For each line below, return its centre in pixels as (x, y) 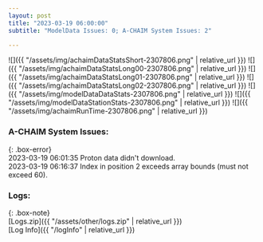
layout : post (30, 16)
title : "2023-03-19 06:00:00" (59, 23)
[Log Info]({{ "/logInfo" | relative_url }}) (72, 229)
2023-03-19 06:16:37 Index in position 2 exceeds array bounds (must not (128, 166)
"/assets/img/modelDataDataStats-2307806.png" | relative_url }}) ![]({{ (135, 94)
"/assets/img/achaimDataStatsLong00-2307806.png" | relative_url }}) (133, 69)
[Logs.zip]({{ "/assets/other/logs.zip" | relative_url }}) (95, 221)
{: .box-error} (30, 149)
